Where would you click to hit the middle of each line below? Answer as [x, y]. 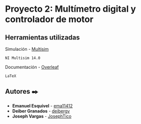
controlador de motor [49, 19]
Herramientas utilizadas [42, 37]
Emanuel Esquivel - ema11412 [42, 105]
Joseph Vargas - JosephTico [42, 116]
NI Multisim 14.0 [23, 58]
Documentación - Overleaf [32, 67]
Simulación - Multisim [27, 49]
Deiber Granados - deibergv [41, 111]
